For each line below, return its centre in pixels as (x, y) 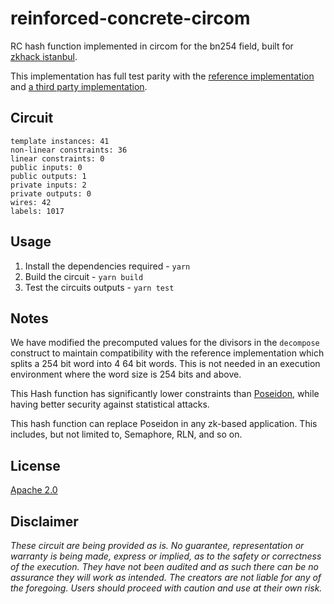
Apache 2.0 (34, 490)
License (35, 465)
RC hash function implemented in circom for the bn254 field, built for (152, 46)
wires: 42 (31, 202)
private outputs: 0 (51, 193)
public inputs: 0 (46, 167)
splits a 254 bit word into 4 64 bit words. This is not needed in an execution (165, 364)
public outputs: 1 (48, 176)
